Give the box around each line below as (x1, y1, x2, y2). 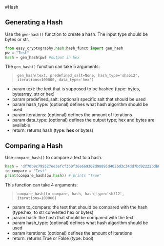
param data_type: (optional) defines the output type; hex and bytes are (12, 117, 155, 123)
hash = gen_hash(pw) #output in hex (5, 55, 80, 60)
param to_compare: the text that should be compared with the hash (12, 204, 148, 210)
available (12, 122, 30, 128)
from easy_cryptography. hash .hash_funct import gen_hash (5, 46, 123, 51)
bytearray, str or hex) (12, 91, 55, 97)
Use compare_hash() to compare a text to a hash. (5, 155, 102, 161)
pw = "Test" (5, 50, 29, 55)
